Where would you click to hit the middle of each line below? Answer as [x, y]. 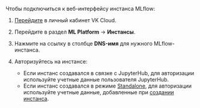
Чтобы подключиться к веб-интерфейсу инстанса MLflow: [80, 9]
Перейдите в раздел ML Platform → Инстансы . [75, 32]
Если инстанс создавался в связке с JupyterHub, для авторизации [109, 73]
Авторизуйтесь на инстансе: [51, 61]
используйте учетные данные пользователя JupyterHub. [96, 79]
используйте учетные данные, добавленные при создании [99, 92]
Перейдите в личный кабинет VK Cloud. [65, 20]
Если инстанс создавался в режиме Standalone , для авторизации [108, 86]
